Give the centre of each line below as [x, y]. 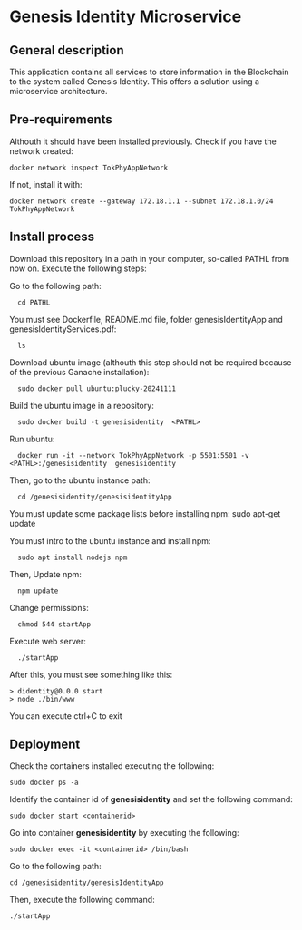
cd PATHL [34, 302]
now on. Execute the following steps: [78, 268]
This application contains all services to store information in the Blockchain [149, 72]
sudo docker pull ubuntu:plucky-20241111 [97, 388]
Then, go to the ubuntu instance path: [80, 480]
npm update [38, 591]
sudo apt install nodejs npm [73, 557]
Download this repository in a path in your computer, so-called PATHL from [150, 258]
